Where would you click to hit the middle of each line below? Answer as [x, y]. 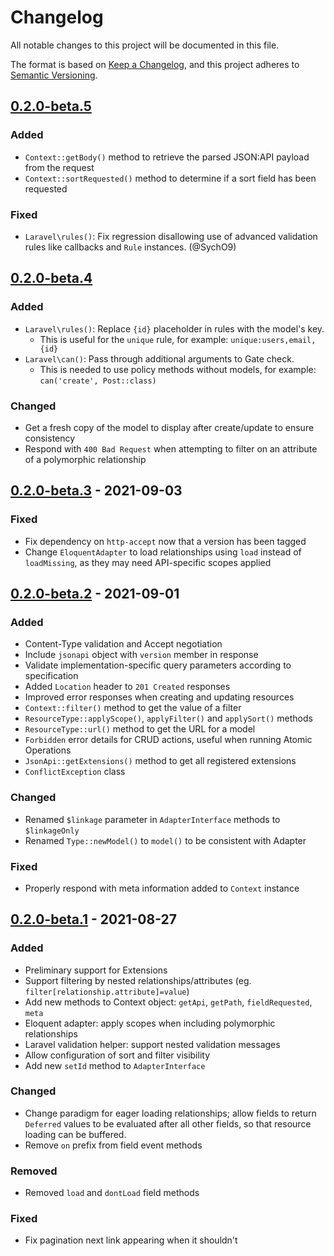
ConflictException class [75, 772]
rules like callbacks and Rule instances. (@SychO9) [130, 247]
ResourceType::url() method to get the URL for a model [140, 729]
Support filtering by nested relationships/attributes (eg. [138, 980]
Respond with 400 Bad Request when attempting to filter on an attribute [171, 448]
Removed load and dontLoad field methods [112, 1193]
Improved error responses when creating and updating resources [159, 697]
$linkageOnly [52, 831]
